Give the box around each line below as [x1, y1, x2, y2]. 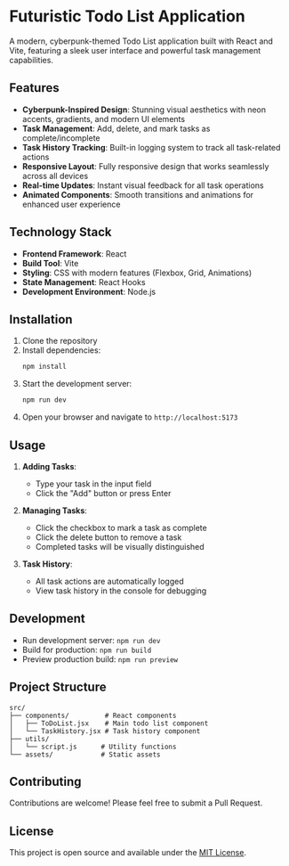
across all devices [21, 170, 89, 181]
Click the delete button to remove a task [35, 532, 182, 543]
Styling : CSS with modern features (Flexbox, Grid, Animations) [21, 267, 253, 278]
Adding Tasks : [21, 461, 77, 471]
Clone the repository [21, 336, 98, 347]
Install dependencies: [21, 345, 101, 355]
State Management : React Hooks [21, 276, 146, 287]
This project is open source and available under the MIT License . [9, 847, 247, 858]
